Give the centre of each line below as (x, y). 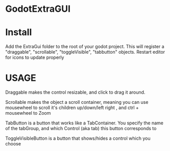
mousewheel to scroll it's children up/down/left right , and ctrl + (72, 107)
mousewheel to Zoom (28, 113)
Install (19, 33)
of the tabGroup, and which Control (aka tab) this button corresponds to (81, 128)
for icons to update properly (35, 57)
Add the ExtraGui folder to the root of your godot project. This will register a (85, 47)
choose (13, 144)
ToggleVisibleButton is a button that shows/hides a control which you (78, 138)
